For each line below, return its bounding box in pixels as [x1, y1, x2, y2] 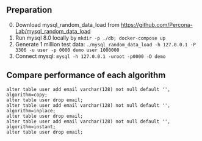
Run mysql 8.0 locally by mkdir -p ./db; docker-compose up [15, 34, 166, 42]
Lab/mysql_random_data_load [15, 27, 91, 35]
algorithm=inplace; [6, 107, 56, 114]
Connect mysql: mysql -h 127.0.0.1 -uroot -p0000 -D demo [15, 52, 166, 60]
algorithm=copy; [6, 92, 48, 98]
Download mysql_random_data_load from [15, 21, 120, 28]
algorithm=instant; [6, 123, 56, 130]
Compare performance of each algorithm [6, 70, 166, 81]
